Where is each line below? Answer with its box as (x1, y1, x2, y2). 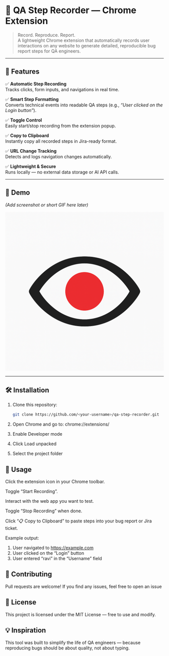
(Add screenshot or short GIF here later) (5, 202, 89, 208)
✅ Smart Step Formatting (5, 96, 59, 102)
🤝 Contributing (5, 570, 52, 579)
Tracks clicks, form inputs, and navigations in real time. (5, 86, 120, 92)
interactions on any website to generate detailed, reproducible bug (17, 42, 156, 48)
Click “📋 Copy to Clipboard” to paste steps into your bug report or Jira (5, 518, 152, 524)
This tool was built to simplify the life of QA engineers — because (5, 639, 141, 645)
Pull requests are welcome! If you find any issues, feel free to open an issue (5, 583, 162, 589)
